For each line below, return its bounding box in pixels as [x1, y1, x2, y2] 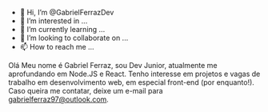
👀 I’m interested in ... [19, 16, 88, 26]
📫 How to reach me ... [19, 42, 94, 51]
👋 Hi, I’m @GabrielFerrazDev [19, 8, 114, 17]
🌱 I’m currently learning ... [19, 25, 106, 34]
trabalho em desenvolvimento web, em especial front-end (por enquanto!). [8, 78, 254, 87]
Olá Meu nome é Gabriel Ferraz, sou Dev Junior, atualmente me [8, 61, 218, 70]
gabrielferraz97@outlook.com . [8, 94, 110, 104]
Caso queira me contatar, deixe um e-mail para [8, 86, 163, 95]
